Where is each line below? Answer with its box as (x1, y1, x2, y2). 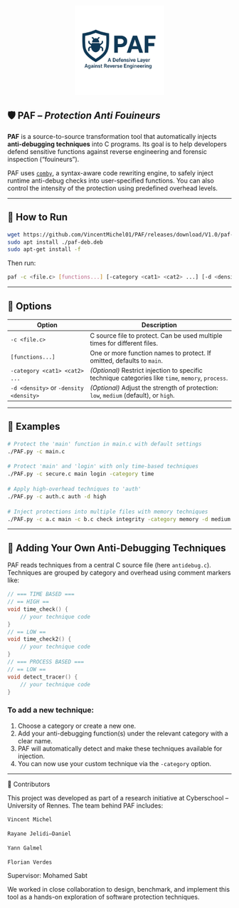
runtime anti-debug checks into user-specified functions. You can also (7, 176, 215, 185)
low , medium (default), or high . (90, 391, 175, 400)
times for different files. (90, 339, 159, 347)
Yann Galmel (7, 844, 43, 852)
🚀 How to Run (7, 211, 68, 223)
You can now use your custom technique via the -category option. (17, 759, 212, 768)
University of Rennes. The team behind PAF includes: (7, 801, 164, 810)
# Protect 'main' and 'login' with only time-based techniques (7, 463, 199, 470)
